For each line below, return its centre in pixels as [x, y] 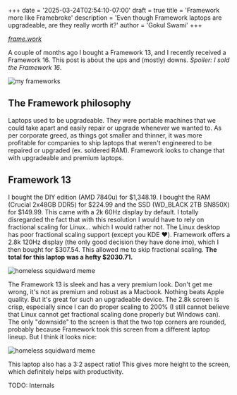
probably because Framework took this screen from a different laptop [109, 329]
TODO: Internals [31, 385]
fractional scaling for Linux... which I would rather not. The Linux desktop [114, 227]
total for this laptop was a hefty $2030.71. [71, 257]
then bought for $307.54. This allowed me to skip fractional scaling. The [113, 249]
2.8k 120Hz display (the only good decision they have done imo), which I [114, 242]
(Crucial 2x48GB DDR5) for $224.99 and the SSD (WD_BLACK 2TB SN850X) [119, 205]
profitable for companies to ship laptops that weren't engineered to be [110, 142]
